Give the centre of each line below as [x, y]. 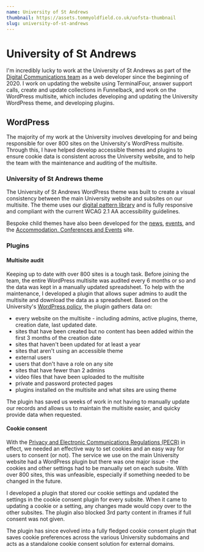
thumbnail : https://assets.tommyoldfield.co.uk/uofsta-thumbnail [91, 18]
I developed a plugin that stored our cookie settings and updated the [93, 493]
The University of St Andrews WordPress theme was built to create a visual [101, 192]
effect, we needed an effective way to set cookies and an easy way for [95, 448]
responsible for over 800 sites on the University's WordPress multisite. [95, 144]
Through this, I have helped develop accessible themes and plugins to [94, 150]
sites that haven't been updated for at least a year [78, 344]
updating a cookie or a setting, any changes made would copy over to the [99, 506]
